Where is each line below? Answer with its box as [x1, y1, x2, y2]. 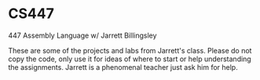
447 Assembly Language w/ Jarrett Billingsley [8, 31, 157, 40]
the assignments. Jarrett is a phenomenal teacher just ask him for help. [8, 62, 238, 71]
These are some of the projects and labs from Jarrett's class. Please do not [8, 45, 252, 55]
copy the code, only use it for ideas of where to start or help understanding [8, 54, 251, 64]
